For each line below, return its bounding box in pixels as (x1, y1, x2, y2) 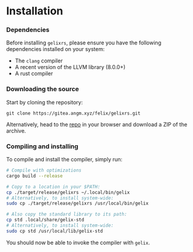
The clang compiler (14, 57, 63, 64)
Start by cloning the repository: (6, 98, 83, 106)
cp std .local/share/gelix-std (6, 217, 85, 223)
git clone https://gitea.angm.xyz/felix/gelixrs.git (6, 110, 141, 116)
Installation (6, 4, 64, 18)
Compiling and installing (6, 142, 79, 151)
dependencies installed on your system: (6, 46, 105, 53)
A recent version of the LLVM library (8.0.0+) (14, 64, 126, 71)
